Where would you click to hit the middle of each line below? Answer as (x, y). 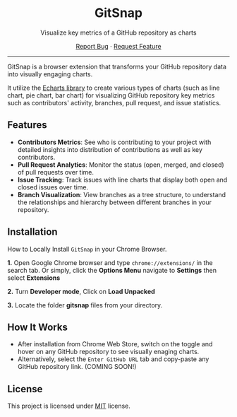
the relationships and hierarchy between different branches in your (114, 202)
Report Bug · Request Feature (119, 46)
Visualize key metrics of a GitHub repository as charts (119, 33)
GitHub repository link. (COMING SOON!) (77, 367)
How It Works (38, 327)
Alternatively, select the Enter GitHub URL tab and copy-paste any (113, 359)
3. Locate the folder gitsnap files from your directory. (85, 305)
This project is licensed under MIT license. (69, 406)
